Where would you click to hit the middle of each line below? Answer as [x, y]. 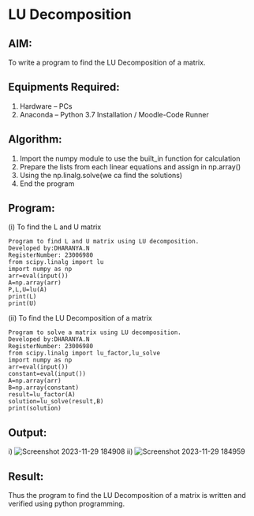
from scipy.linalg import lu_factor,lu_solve [84, 353]
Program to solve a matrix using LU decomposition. [95, 332]
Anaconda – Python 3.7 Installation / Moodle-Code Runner [114, 114]
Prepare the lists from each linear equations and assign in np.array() [130, 166]
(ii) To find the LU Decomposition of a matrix [80, 318]
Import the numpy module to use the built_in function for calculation [130, 158]
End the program [47, 184]
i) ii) [71, 451]
